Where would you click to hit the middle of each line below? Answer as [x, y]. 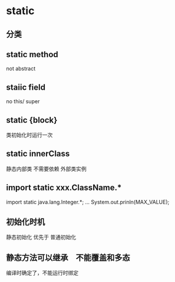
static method [32, 54]
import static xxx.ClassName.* [64, 188]
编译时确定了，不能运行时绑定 [42, 273]
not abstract [21, 68]
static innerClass [38, 154]
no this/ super [23, 101]
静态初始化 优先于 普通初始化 [41, 237]
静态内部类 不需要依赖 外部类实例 [46, 169]
